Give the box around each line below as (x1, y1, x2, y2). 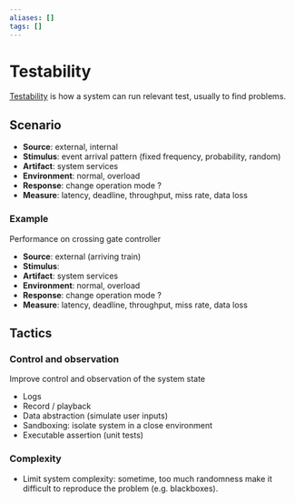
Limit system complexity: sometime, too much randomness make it (22, 473, 272, 484)
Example (9, 213, 49, 226)
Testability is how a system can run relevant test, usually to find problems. (9, 91, 287, 102)
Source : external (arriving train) (22, 251, 142, 262)
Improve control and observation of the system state (9, 374, 206, 385)
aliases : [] (9, 13, 54, 23)
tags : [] (9, 22, 43, 31)
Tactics (9, 325, 53, 341)
